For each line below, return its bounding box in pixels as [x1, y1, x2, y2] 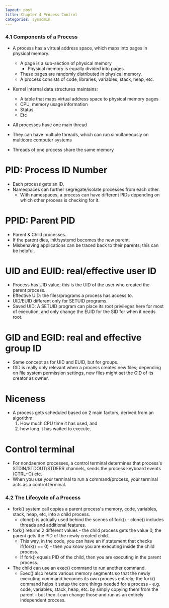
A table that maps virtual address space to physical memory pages [20, 95, 159, 102]
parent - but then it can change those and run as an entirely [20, 591, 144, 597]
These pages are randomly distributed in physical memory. [20, 71, 142, 77]
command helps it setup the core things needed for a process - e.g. [20, 581, 160, 587]
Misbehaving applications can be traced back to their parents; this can [12, 242, 159, 248]
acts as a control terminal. [12, 482, 66, 488]
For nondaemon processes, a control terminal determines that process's [12, 460, 162, 466]
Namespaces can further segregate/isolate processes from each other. [12, 186, 160, 192]
